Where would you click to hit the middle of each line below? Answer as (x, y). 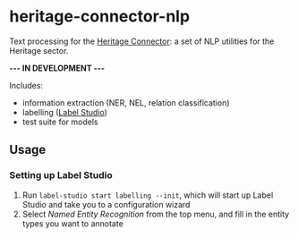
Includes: (26, 85)
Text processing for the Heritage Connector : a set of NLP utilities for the (142, 41)
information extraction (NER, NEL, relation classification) (126, 102)
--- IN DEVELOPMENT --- (57, 68)
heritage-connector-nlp (100, 17)
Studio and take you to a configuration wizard (106, 204)
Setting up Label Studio (61, 175)
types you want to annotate (72, 223)
